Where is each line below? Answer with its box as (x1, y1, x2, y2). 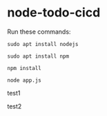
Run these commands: (7, 27, 71, 36)
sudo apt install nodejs (7, 40, 79, 47)
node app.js (7, 77, 41, 84)
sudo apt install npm (7, 53, 70, 60)
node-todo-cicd (7, 5, 101, 21)
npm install (7, 65, 41, 71)
